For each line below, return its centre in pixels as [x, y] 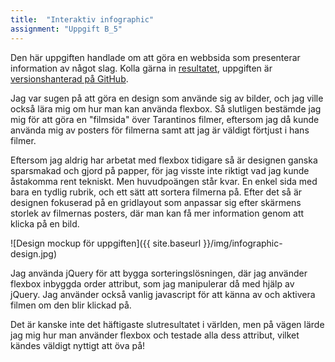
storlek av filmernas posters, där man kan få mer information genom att [157, 213]
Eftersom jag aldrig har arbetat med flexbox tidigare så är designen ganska [164, 160]
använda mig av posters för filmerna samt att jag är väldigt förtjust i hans [160, 130]
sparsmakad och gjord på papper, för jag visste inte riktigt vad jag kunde [160, 170]
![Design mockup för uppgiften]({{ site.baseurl [106, 243]
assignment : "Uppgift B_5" [66, 29]
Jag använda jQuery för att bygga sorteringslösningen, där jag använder [159, 273]
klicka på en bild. [45, 223]
